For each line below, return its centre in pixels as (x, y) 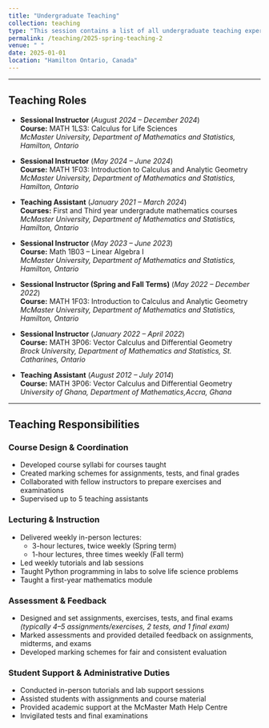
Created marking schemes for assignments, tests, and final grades (130, 473)
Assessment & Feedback (58, 601)
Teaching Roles (48, 101)
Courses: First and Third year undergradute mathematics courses (128, 210)
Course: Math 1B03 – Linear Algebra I (82, 251)
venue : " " (26, 46)
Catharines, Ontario (52, 359)
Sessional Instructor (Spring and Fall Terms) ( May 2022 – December (134, 284)
